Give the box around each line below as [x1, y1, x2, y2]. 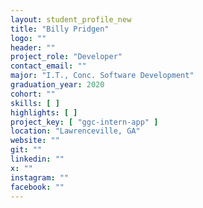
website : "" [10, 136, 60, 146]
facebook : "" [10, 182, 65, 192]
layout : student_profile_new [10, 14, 132, 25]
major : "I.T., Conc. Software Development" [10, 71, 195, 81]
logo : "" [10, 33, 47, 43]
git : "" [10, 145, 43, 155]
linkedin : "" [10, 154, 65, 164]
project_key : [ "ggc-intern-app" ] [10, 117, 159, 127]
